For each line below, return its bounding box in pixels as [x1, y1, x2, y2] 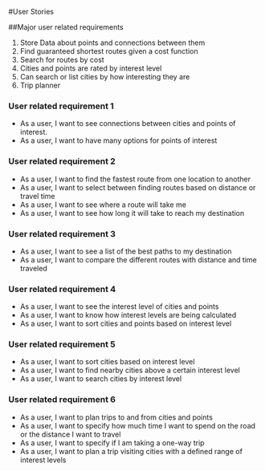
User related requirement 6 [8, 394, 116, 405]
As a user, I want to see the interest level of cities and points [19, 302, 219, 311]
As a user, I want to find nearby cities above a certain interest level [19, 365, 241, 376]
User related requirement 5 [8, 339, 116, 350]
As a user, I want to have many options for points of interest [19, 136, 218, 145]
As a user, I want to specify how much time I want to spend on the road [19, 420, 255, 430]
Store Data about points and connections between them [19, 38, 206, 47]
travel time [19, 191, 55, 201]
